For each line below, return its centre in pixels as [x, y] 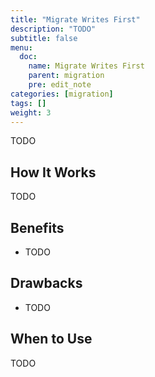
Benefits [37, 227]
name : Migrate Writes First [86, 66]
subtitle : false [44, 38]
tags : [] [28, 103]
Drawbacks [46, 283]
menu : [21, 47]
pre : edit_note [60, 85]
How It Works [53, 172]
